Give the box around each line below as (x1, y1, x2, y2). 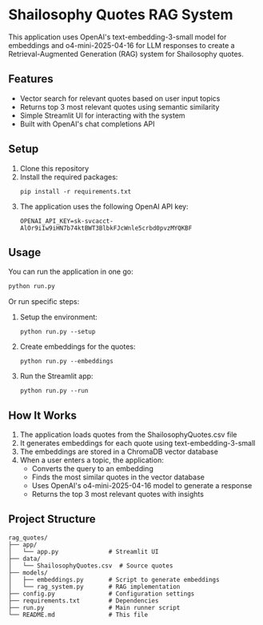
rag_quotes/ (8, 534, 48, 542)
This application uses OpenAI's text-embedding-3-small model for (8, 32, 227, 42)
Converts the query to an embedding (31, 464, 153, 474)
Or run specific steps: (8, 297, 80, 306)
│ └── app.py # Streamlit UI (8, 547, 159, 555)
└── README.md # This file (8, 611, 149, 619)
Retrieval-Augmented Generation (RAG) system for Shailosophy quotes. (8, 49, 244, 58)
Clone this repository (19, 163, 90, 173)
